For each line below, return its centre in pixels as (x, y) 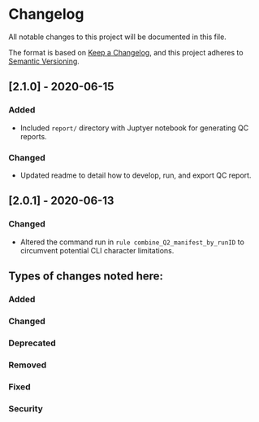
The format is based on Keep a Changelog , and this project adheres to (126, 52)
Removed (28, 365)
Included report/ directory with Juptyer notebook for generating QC (134, 128)
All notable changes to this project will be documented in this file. (118, 37)
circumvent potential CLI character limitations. (97, 250)
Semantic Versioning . (44, 61)
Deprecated (32, 343)
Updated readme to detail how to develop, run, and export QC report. (136, 175)
